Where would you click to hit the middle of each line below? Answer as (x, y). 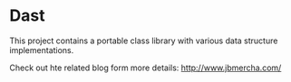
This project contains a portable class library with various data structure (144, 41)
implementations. (42, 50)
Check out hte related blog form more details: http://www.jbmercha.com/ (145, 68)
